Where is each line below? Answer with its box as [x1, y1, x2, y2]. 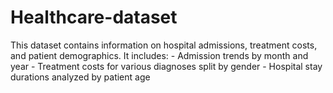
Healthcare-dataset [10, 6, 178, 29]
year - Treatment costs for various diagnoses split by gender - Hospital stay [10, 60, 323, 72]
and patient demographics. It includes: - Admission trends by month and [10, 49, 309, 61]
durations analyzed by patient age [10, 71, 151, 83]
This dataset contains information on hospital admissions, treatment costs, [10, 39, 318, 51]
